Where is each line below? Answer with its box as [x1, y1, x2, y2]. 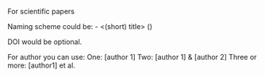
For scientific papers [7, 7, 75, 16]
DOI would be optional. [7, 37, 83, 46]
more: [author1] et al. [7, 60, 76, 70]
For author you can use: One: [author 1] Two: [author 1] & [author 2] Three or [7, 53, 257, 61]
